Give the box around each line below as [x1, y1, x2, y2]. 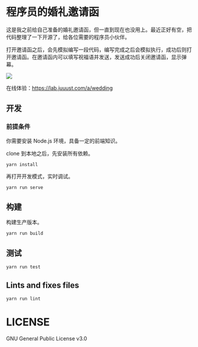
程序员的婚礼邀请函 [6, 5, 100, 19]
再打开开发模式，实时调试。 [6, 173, 74, 180]
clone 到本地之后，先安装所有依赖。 [6, 150, 94, 157]
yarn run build [6, 231, 44, 236]
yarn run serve [6, 184, 44, 190]
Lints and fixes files [6, 280, 80, 290]
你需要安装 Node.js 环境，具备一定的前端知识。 [6, 137, 121, 144]
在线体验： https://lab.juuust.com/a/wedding [6, 84, 113, 92]
